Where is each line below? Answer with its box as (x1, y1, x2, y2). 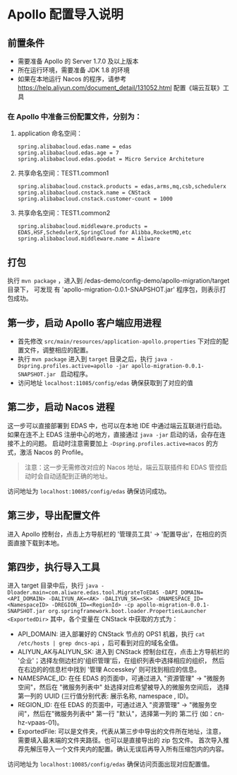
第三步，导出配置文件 (7, 510, 100, 522)
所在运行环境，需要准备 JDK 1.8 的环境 (17, 66, 130, 74)
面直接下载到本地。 (7, 539, 63, 547)
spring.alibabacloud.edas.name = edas (17, 143, 132, 151)
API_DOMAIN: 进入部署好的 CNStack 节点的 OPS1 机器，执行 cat (17, 630, 205, 638)
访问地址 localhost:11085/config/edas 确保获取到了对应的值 (17, 378, 193, 386)
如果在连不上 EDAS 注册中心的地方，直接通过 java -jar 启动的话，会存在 (7, 430, 220, 439)
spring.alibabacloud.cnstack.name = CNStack (17, 189, 151, 197)
